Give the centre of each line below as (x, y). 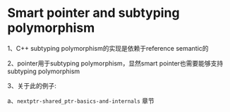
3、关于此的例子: (32, 85)
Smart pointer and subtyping (93, 13)
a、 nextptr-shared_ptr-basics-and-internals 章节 (81, 101)
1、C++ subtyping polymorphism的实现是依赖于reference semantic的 (108, 48)
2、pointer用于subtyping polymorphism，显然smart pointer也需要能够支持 (115, 63)
